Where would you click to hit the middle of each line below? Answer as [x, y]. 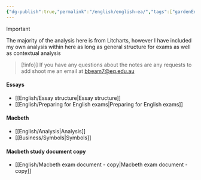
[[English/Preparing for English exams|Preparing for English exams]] [99, 104]
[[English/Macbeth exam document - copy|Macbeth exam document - [101, 164]
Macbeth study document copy [46, 151]
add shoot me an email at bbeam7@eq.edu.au [77, 71]
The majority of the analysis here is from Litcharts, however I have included [99, 40]
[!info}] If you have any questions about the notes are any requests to [106, 65]
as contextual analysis [33, 53]
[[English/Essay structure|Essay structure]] [68, 98]
